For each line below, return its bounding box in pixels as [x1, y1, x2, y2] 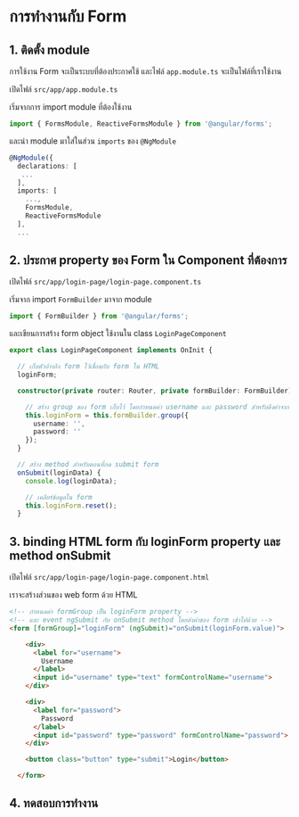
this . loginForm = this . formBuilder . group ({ [25, 410, 190, 420]
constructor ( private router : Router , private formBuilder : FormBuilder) [17, 386, 293, 395]
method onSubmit [9, 548, 111, 563]
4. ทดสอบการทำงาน [9, 796, 99, 811]
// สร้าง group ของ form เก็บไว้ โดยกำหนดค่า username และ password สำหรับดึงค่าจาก [25, 402, 289, 411]
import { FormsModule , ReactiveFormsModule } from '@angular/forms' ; [9, 120, 273, 128]
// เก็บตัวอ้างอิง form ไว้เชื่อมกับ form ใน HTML [17, 362, 160, 371]
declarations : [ [17, 161, 77, 170]
